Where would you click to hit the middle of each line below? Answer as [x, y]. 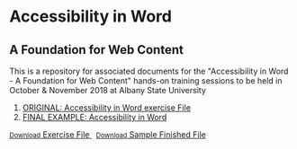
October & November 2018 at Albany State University [108, 90]
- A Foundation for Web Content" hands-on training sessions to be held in [146, 81]
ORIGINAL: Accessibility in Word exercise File [107, 108]
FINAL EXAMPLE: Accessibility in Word [94, 117]
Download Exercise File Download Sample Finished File [108, 135]
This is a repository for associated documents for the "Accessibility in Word [149, 71]
